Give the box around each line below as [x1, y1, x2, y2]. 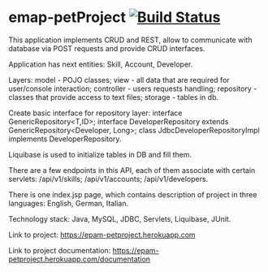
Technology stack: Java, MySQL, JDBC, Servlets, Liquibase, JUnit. [8, 214, 231, 223]
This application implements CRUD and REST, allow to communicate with [8, 35, 253, 45]
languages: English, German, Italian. [8, 198, 128, 208]
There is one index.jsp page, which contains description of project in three [8, 189, 257, 199]
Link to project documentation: [8, 245, 111, 255]
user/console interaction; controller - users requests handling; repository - [8, 84, 257, 93]
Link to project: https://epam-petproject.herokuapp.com [8, 230, 197, 240]
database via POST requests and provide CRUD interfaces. [8, 43, 205, 53]
